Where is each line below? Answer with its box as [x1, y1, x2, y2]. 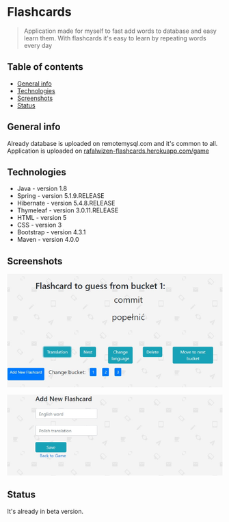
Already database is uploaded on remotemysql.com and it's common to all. [7, 139, 218, 147]
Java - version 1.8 [16, 184, 67, 192]
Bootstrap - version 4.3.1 [16, 228, 86, 236]
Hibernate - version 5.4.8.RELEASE [16, 199, 116, 208]
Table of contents [7, 61, 83, 73]
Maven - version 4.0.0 [16, 236, 80, 244]
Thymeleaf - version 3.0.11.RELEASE [16, 206, 119, 214]
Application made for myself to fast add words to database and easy [23, 27, 217, 35]
